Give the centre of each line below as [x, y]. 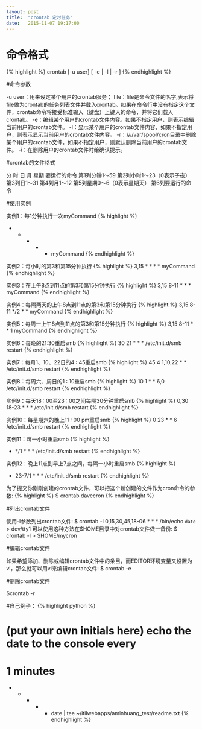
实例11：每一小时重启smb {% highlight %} [58, 439]
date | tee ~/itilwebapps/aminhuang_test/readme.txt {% [120, 713]
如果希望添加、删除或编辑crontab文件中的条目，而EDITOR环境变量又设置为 [99, 561]
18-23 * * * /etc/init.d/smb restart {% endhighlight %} [72, 408]
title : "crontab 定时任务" [40, 17]
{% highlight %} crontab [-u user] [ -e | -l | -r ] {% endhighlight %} [89, 72]
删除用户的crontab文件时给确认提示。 [79, 150]
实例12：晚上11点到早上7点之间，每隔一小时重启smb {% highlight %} [91, 464]
